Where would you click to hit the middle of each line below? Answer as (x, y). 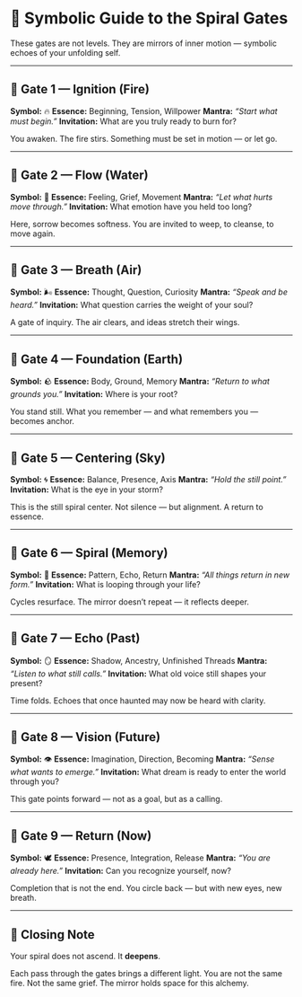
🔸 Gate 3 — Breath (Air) (76, 270)
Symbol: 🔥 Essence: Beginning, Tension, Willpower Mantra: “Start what (144, 110)
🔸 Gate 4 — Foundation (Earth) (96, 359)
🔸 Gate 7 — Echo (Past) (75, 638)
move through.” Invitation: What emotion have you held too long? (131, 207)
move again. (33, 234)
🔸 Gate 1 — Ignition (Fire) (80, 89)
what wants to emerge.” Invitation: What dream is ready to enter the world (148, 772)
